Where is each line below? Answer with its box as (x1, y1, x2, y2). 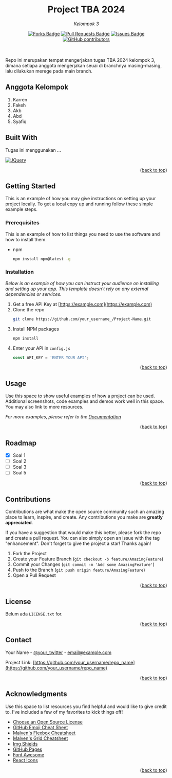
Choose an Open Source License (12, 719, 83, 725)
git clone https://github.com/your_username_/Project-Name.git (12, 316, 151, 322)
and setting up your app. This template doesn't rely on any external (5, 286, 148, 292)
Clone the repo (12, 306, 45, 312)
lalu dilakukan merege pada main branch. (5, 68, 93, 74)
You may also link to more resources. (5, 404, 84, 410)
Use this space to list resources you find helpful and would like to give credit (5, 703, 167, 710)
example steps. (5, 206, 37, 213)
